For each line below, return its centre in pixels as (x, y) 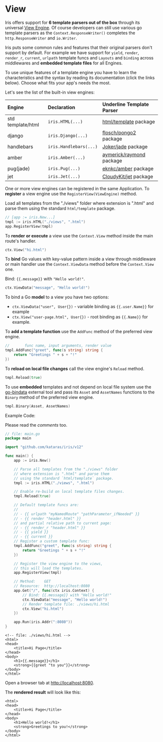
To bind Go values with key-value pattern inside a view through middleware (81, 259)
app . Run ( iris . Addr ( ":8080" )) (43, 622)
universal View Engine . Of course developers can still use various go (73, 27)
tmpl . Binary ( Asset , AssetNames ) (38, 406)
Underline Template (125, 104)
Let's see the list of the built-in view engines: (50, 92)
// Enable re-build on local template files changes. (69, 492)
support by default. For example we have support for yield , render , (72, 53)
